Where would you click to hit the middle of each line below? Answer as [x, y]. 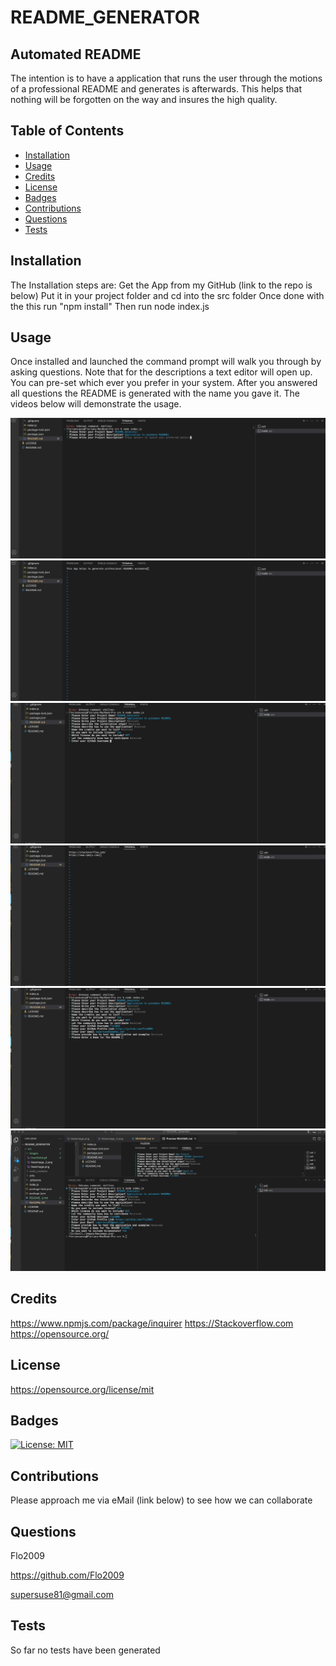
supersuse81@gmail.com [62, 1595]
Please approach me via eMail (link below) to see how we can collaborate [161, 1500]
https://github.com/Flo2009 [67, 1575]
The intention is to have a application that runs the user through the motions [166, 78]
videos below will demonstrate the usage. [96, 404]
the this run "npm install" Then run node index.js [110, 306]
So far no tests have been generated [85, 1650]
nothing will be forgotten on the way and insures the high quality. [144, 99]
